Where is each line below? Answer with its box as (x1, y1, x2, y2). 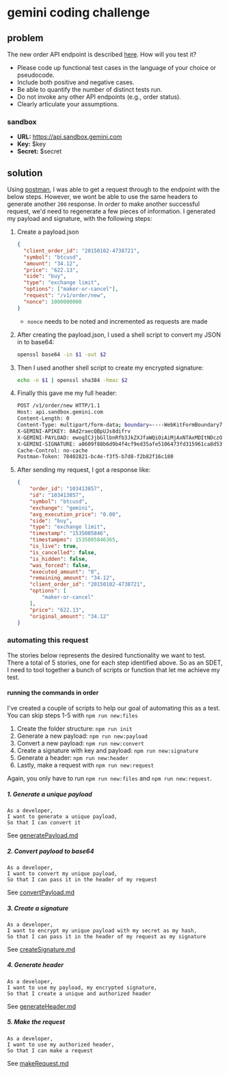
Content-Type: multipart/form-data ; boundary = (16, 422, 152, 429)
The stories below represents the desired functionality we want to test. (7, 651, 206, 659)
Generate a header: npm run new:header (16, 753, 129, 762)
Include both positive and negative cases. (16, 78, 135, 86)
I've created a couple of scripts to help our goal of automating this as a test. (7, 704, 221, 712)
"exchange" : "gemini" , (29, 504, 94, 512)
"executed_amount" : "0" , (29, 568, 100, 575)
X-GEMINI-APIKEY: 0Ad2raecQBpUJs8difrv (16, 427, 131, 435)
